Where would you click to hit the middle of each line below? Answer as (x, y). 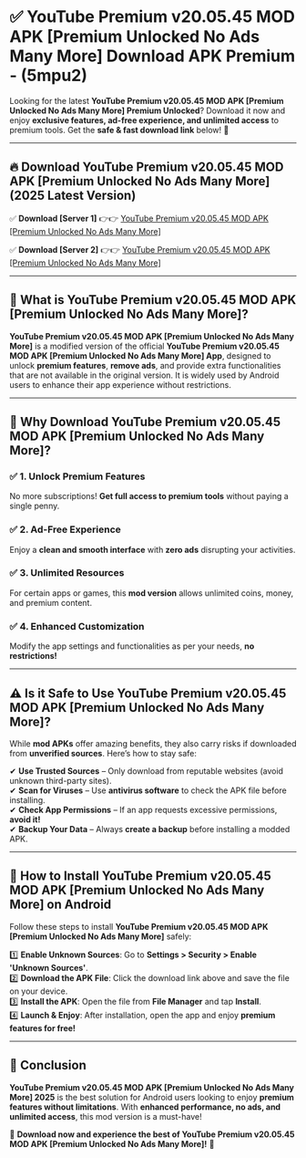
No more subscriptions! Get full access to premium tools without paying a (149, 496)
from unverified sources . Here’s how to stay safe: (103, 753)
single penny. (35, 506)
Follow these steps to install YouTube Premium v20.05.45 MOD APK (139, 926)
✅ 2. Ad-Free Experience (65, 529)
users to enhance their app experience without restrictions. (121, 384)
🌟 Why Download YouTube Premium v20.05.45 (145, 422)
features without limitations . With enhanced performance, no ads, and (145, 1107)
